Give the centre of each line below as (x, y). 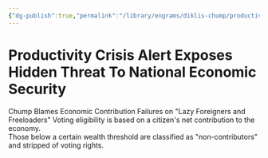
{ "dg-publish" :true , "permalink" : (64, 16)
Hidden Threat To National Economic (132, 72)
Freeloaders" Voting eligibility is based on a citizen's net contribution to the (132, 120)
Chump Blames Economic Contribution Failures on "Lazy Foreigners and (127, 111)
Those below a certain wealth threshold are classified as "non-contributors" (133, 136)
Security (37, 89)
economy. (25, 128)
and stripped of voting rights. (56, 145)
